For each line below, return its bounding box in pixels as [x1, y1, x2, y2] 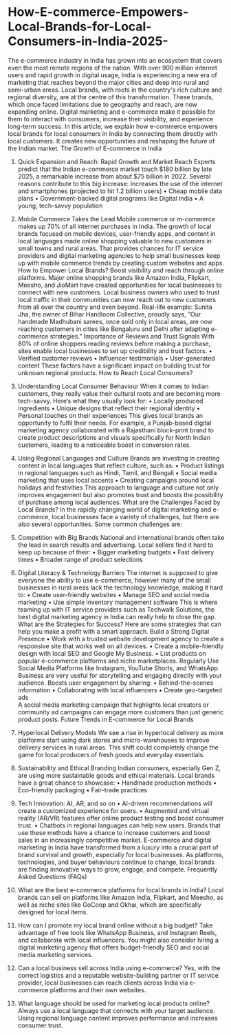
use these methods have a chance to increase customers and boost [17, 828, 210, 836]
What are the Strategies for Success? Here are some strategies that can [17, 620, 222, 628]
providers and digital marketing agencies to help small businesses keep [17, 251, 221, 259]
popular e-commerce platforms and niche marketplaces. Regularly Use [17, 656, 219, 665]
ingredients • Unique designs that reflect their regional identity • [17, 404, 201, 412]
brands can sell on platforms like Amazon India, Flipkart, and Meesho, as [17, 893, 224, 901]
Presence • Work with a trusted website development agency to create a [17, 634, 224, 643]
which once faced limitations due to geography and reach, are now [8, 100, 198, 108]
